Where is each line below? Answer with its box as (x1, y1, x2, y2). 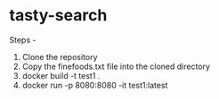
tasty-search (9, 5, 108, 26)
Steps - (9, 34, 36, 45)
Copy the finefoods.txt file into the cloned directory (21, 61, 211, 72)
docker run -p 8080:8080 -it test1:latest (21, 80, 168, 90)
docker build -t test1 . (21, 70, 101, 80)
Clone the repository (21, 51, 98, 62)
